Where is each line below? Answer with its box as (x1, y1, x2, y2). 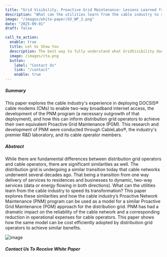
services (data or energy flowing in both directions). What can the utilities (5, 182, 156, 188)
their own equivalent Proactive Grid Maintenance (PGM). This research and (5, 121, 159, 127)
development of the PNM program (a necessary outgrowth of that (5, 110, 140, 116)
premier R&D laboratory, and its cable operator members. (5, 132, 123, 138)
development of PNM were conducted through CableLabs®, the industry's (5, 126, 157, 132)
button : (9, 58, 26, 63)
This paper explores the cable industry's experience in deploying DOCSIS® (5, 100, 159, 106)
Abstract (5, 143, 24, 149)
